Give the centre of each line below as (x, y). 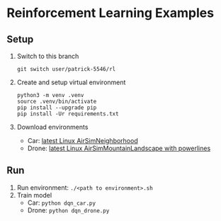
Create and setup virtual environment (71, 82)
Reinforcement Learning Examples (110, 13)
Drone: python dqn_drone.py (68, 210)
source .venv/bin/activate (57, 101)
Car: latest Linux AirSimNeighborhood (83, 141)
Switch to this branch (48, 56)
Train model (34, 195)
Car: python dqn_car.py (62, 203)
